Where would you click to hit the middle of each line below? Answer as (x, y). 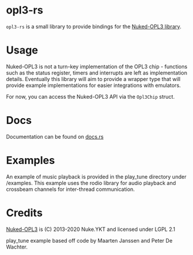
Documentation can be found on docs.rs (55, 136)
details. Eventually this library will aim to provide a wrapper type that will (93, 79)
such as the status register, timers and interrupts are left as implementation (97, 73)
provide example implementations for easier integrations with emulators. (94, 85)
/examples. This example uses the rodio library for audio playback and (91, 183)
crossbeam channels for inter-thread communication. (70, 189)
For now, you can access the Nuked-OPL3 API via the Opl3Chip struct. (90, 96)
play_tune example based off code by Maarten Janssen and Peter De (89, 240)
